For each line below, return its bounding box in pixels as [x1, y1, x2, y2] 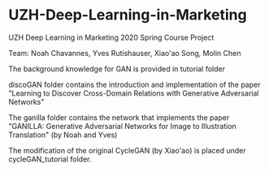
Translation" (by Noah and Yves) [8, 130, 118, 140]
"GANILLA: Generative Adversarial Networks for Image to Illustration [8, 121, 237, 131]
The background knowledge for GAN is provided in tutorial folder [8, 63, 226, 74]
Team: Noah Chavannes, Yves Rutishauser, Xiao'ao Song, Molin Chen [8, 48, 241, 58]
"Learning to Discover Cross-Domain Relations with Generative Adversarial [8, 88, 259, 98]
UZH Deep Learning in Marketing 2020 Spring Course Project [8, 32, 215, 42]
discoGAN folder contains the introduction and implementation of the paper [8, 80, 261, 89]
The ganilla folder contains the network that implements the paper [8, 112, 230, 123]
